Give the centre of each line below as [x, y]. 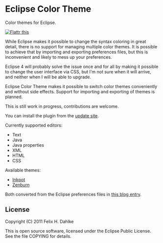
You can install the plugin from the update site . [52, 115]
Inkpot [19, 179]
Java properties [28, 145]
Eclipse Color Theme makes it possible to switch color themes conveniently [81, 86]
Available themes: [23, 170]
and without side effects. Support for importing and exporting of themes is [80, 91]
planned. [14, 97]
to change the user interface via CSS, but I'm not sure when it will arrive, [78, 71]
